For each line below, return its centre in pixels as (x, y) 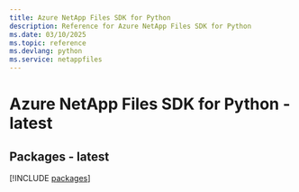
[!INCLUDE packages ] (50, 178)
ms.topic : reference (48, 43)
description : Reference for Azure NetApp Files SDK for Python (131, 26)
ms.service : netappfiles (56, 59)
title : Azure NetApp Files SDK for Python (90, 18)
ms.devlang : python (46, 51)
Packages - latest (59, 156)
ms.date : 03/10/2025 (48, 34)
